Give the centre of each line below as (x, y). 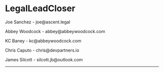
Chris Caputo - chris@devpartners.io (42, 50)
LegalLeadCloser (40, 9)
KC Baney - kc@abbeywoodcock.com (43, 41)
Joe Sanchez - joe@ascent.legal (38, 22)
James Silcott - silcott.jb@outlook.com (44, 59)
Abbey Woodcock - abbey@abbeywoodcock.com (55, 31)
